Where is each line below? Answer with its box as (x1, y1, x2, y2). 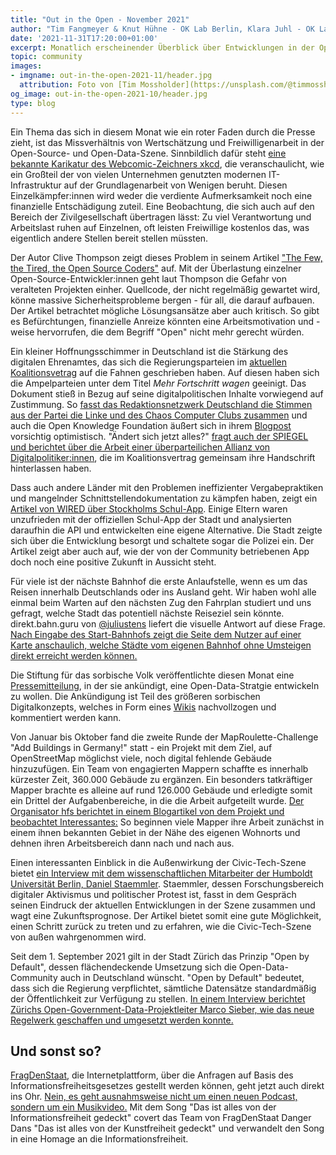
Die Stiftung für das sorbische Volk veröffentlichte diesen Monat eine (10, 669, 295, 681)
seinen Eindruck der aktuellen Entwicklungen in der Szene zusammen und (10, 899, 316, 911)
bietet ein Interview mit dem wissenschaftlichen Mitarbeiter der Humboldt (10, 867, 313, 879)
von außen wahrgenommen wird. (10, 931, 147, 943)
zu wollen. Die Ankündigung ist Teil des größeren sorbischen (10, 690, 261, 702)
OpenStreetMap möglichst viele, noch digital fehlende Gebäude (10, 752, 272, 764)
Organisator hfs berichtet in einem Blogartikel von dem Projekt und (10, 805, 285, 817)
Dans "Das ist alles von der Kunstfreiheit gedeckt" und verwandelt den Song (10, 1122, 325, 1135)
